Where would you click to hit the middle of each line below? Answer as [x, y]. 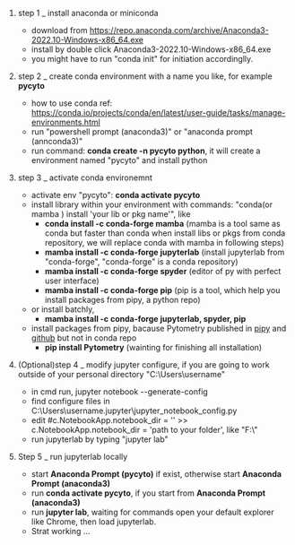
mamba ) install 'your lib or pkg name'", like [111, 214]
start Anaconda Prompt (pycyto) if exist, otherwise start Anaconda [156, 474]
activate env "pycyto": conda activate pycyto [116, 195]
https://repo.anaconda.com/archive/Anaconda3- [179, 30]
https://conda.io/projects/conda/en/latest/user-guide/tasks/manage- [158, 112]
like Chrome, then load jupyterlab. [94, 522]
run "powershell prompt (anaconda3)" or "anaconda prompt [142, 132]
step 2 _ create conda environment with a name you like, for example [145, 76]
